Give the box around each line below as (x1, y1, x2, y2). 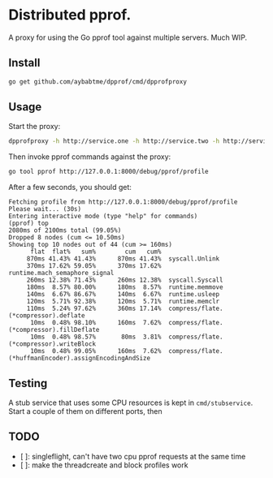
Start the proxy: (8, 122, 61, 131)
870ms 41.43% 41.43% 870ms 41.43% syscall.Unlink (26, 255, 220, 263)
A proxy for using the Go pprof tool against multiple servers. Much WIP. (8, 32, 248, 42)
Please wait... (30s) (8, 205, 82, 213)
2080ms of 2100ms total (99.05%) (8, 226, 122, 235)
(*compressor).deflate (8, 312, 85, 320)
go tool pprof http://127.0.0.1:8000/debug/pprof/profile (8, 168, 209, 176)
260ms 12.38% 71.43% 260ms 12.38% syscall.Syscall (26, 276, 223, 285)
